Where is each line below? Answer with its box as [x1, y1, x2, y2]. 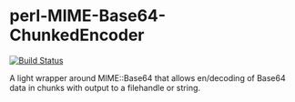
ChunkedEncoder [9, 25, 145, 46]
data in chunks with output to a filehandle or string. [9, 82, 201, 93]
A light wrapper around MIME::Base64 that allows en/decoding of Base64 [9, 72, 286, 83]
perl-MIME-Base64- [9, 5, 167, 26]
